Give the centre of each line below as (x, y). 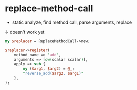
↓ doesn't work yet (25, 32)
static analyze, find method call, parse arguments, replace (72, 22)
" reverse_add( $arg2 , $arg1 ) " (53, 74)
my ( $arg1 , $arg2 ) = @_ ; (49, 69)
